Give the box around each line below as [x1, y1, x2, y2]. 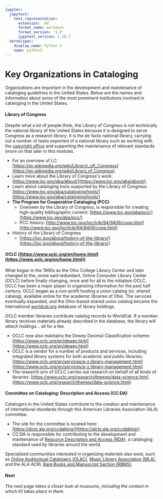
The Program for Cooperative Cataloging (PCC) [12, 199, 110, 205]
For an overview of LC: [12, 158, 58, 163]
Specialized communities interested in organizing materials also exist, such [5, 451, 156, 457]
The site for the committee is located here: [12, 421, 97, 427]
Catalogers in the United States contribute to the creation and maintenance [5, 401, 156, 407]
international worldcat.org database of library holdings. [5, 303, 115, 309]
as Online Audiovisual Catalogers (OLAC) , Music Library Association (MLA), [5, 456, 157, 462]
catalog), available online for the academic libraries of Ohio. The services [5, 293, 152, 299]
